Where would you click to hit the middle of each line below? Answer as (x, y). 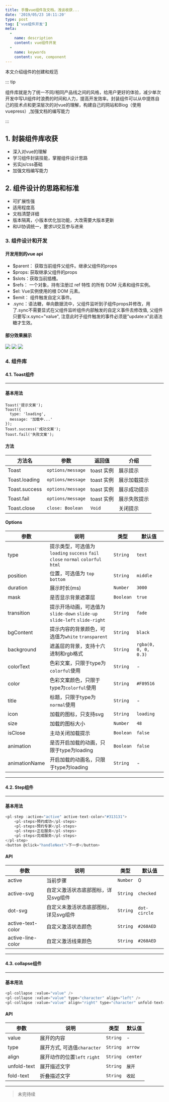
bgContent (20, 633)
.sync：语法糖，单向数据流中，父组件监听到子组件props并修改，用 (81, 304)
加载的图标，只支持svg (77, 714)
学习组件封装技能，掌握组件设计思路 (50, 158)
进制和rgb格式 (66, 654)
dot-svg (18, 911)
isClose (17, 733)
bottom (57, 580)
